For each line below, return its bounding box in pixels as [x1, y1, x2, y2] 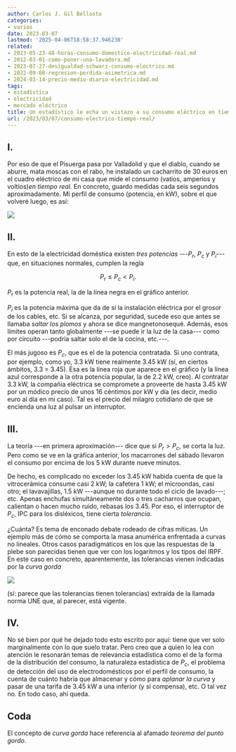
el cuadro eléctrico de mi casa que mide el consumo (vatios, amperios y [7, 175, 216, 183]
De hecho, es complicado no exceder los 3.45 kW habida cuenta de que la [7, 471, 223, 480]
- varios [7, 23, 33, 30]
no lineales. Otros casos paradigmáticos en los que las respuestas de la [7, 540, 215, 548]
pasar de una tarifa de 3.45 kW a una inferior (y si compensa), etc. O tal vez [7, 682, 227, 691]
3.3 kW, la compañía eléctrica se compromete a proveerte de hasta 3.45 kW [7, 380, 227, 388]
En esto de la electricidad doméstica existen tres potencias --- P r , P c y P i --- [7, 249, 225, 260]
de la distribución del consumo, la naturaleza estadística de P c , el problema [7, 658, 225, 668]
